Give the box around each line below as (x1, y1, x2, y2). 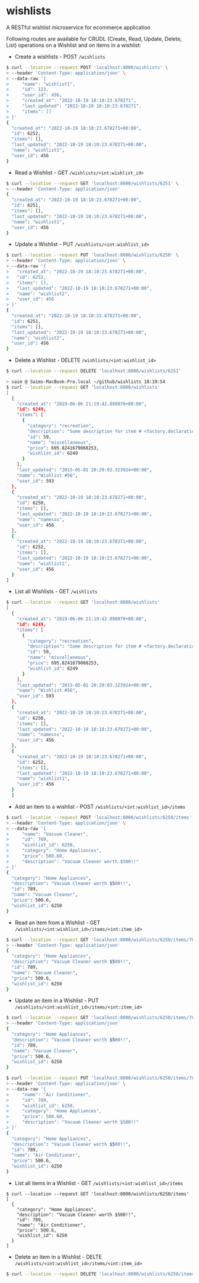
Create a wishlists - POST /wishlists (14, 53, 105, 60)
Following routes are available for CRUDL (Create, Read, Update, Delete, (6, 35, 182, 42)
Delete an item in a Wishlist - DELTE (14, 1253, 102, 1260)
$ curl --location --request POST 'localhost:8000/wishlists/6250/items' (6, 814, 192, 821)
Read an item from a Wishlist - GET (14, 919, 101, 926)
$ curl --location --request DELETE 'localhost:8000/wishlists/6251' (6, 368, 182, 374)
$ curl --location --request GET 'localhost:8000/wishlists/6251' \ (6, 180, 179, 186)
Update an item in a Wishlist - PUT (14, 997, 99, 1004)
